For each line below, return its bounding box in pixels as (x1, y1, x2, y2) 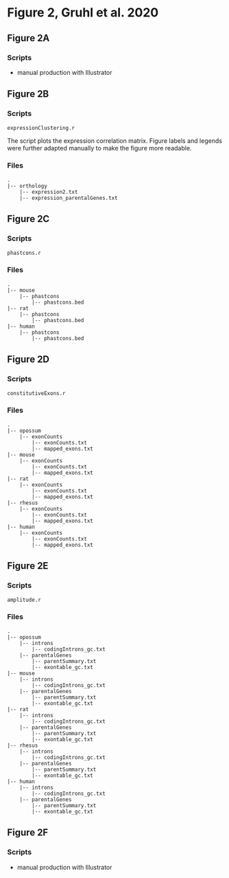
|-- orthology (7, 182, 48, 190)
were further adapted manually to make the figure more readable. (7, 144, 192, 152)
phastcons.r (7, 249, 41, 256)
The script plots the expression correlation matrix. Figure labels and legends (7, 136, 223, 145)
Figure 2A (7, 32, 50, 44)
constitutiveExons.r (7, 390, 67, 396)
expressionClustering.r (7, 124, 75, 131)
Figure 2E (7, 560, 49, 572)
